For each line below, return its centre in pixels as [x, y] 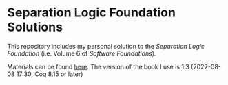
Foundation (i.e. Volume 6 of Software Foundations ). [82, 53]
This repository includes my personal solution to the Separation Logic [106, 46]
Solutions [35, 27]
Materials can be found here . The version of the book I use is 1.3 [98, 66]
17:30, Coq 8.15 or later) [50, 74]
